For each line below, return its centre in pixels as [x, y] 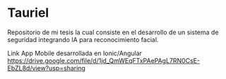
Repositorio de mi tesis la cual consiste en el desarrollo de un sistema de [113, 32]
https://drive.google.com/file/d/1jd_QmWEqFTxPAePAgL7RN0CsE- [103, 60]
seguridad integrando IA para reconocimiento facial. [83, 39]
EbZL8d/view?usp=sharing [47, 68]
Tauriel [28, 13]
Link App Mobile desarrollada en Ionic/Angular [75, 53]
